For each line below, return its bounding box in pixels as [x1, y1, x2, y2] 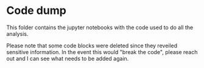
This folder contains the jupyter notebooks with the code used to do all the [6, 24, 194, 31]
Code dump [6, 4, 67, 18]
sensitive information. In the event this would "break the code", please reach [6, 48, 198, 55]
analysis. [6, 30, 29, 37]
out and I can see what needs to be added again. [6, 55, 129, 62]
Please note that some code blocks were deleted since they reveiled [6, 42, 178, 49]
